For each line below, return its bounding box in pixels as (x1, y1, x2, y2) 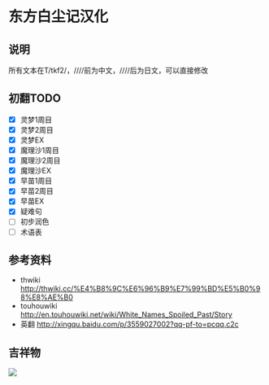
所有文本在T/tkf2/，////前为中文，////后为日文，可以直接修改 (8, 66, 209, 75)
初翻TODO (8, 91, 61, 106)
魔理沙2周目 (20, 155, 61, 165)
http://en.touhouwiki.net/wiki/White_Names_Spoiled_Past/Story (20, 310, 233, 320)
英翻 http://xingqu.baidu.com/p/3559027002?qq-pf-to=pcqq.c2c (20, 319, 239, 330)
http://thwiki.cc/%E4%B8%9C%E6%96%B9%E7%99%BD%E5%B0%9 (20, 284, 261, 294)
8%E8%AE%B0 (20, 292, 73, 302)
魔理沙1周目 (20, 146, 59, 155)
